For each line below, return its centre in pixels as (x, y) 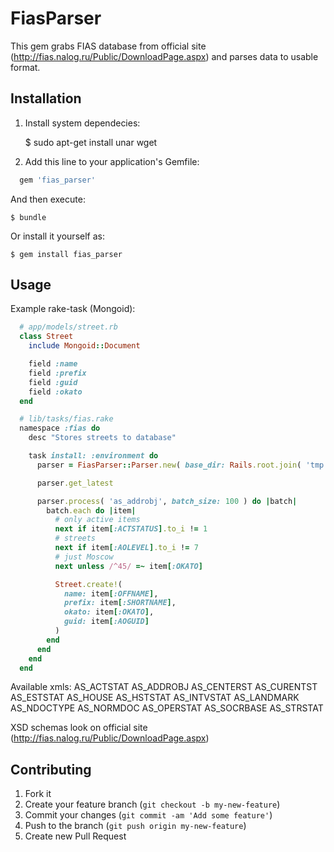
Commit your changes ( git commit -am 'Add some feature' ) (148, 815)
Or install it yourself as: (57, 236)
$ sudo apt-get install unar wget (91, 142)
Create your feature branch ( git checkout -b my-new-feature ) (152, 804)
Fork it (38, 794)
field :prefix (57, 373)
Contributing (51, 769)
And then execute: (48, 199)
